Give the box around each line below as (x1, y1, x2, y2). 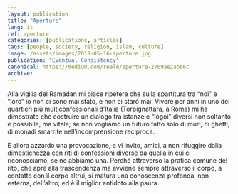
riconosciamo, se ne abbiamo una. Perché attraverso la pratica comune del (7, 156, 228, 164)
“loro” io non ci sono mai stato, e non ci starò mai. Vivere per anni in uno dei (7, 97, 230, 105)
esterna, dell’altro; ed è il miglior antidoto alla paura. (7, 178, 160, 187)
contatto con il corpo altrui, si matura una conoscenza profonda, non (7, 171, 209, 180)
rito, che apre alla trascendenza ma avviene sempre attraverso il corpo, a (7, 163, 222, 172)
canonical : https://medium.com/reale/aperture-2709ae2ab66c (7, 63, 190, 70)
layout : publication (7, 10, 69, 18)
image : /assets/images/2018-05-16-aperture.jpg (7, 50, 152, 58)
